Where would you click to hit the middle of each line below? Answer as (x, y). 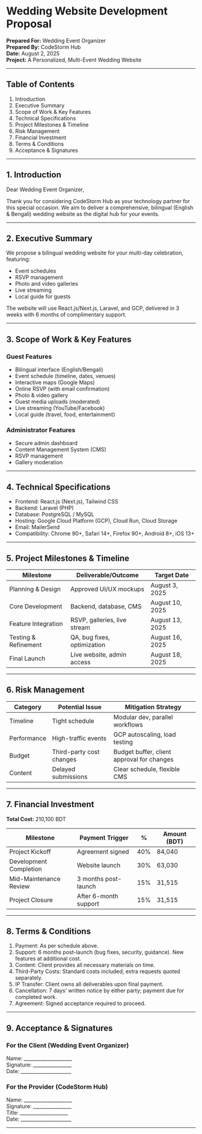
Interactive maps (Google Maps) (55, 383)
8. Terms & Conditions (49, 931)
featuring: (18, 259)
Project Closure (31, 899)
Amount (175, 834)
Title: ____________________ (37, 1113)
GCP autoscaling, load (145, 734)
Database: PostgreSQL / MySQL (54, 514)
